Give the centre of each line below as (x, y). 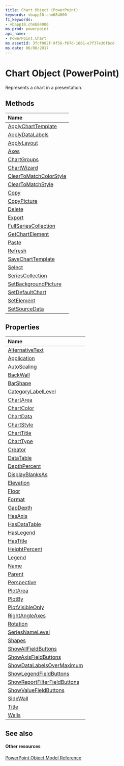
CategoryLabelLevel (32, 392)
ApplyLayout (23, 143)
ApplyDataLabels (28, 135)
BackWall (19, 375)
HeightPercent (25, 549)
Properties (22, 327)
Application (21, 358)
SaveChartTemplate (31, 259)
